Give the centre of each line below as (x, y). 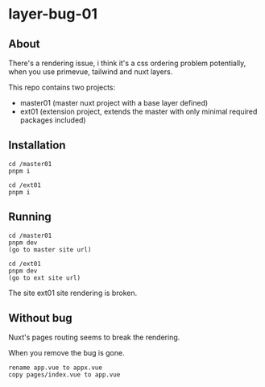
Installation (37, 146)
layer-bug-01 (53, 14)
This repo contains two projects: (62, 87)
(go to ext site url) (45, 278)
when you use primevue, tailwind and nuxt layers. (91, 72)
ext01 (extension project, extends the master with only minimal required (139, 111)
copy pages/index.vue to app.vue (64, 375)
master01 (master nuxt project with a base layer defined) (114, 103)
